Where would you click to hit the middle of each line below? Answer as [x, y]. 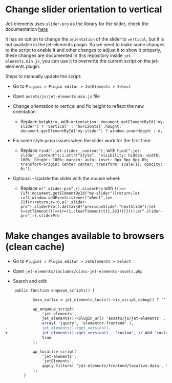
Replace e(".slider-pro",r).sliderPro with [67, 188]
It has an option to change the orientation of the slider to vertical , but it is [85, 39]
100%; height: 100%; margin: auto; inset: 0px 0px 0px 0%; [85, 160]
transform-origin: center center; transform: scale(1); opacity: [91, 164]
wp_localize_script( [55, 352]
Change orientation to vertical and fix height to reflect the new [78, 106]
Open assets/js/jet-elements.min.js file [56, 96]
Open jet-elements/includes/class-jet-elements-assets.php [78, 271]
